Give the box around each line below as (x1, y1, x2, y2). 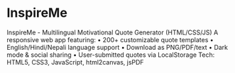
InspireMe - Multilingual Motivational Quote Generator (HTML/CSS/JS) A (6, 28, 219, 36)
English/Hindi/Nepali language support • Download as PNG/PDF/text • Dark (6, 43, 229, 51)
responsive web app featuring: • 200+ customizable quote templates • (6, 35, 214, 44)
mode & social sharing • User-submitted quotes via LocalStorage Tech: (6, 51, 215, 59)
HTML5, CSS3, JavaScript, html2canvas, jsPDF (6, 58, 144, 66)
